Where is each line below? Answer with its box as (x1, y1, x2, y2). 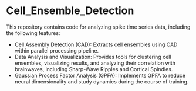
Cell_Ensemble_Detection (6, 4, 134, 17)
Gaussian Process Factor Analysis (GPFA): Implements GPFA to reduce (14, 72, 186, 79)
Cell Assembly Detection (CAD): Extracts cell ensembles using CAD (14, 41, 178, 48)
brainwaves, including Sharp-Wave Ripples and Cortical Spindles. (14, 65, 173, 72)
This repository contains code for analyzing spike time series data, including (6, 23, 191, 30)
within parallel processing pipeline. (14, 47, 99, 54)
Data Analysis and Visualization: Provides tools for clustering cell (14, 53, 171, 60)
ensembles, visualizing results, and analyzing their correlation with (14, 60, 176, 66)
